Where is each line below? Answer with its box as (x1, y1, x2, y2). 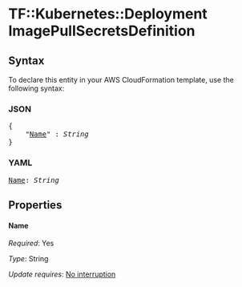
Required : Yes (8, 238, 54, 249)
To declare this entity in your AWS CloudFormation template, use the (8, 75, 234, 84)
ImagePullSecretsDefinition (8, 22, 196, 40)
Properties (8, 198, 63, 212)
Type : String (8, 254, 49, 264)
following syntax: (8, 83, 65, 93)
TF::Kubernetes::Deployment (8, 5, 208, 23)
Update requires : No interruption (8, 269, 116, 279)
